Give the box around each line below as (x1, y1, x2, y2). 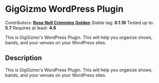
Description (5, 54, 42, 62)
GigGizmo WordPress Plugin (5, 3, 123, 15)
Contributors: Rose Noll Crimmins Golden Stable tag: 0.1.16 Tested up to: (5, 20, 154, 26)
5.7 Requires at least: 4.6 (5, 25, 56, 30)
